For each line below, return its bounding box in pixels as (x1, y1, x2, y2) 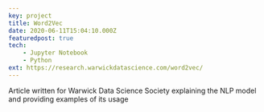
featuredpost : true (8, 34, 74, 42)
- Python (23, 57, 52, 65)
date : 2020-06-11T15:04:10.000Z (8, 26, 117, 34)
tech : (8, 42, 27, 50)
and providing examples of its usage (8, 94, 129, 104)
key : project (8, 11, 52, 20)
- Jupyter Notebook (23, 49, 89, 57)
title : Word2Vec (8, 19, 63, 27)
